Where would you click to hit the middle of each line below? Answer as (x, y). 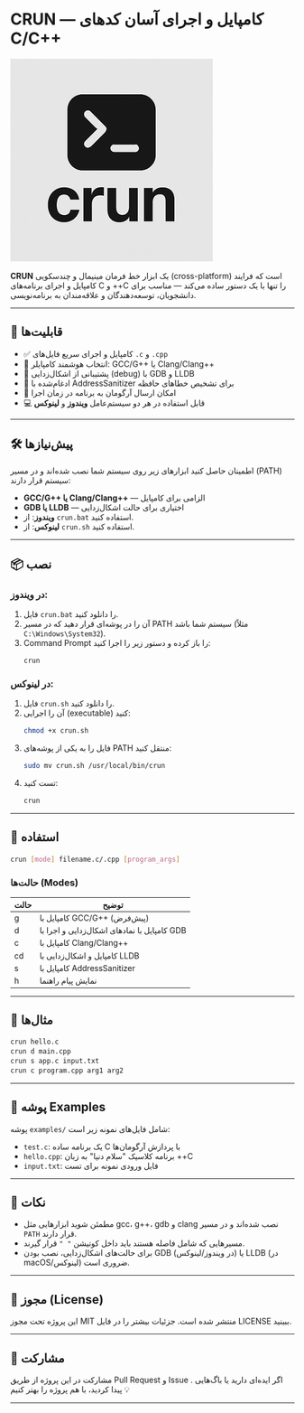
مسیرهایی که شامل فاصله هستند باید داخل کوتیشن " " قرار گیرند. (134, 1243)
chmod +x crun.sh (56, 731)
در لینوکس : (32, 684)
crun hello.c (35, 1042)
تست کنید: (41, 783)
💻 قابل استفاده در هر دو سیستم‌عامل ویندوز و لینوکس (114, 403)
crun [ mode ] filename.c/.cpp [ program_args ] (95, 859)
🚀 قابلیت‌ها (37, 332)
